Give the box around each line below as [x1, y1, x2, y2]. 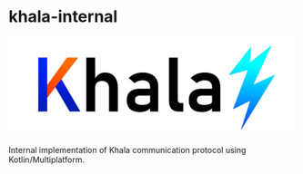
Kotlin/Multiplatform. [8, 154, 86, 165]
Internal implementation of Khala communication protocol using [8, 144, 247, 155]
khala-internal [8, 6, 118, 27]
